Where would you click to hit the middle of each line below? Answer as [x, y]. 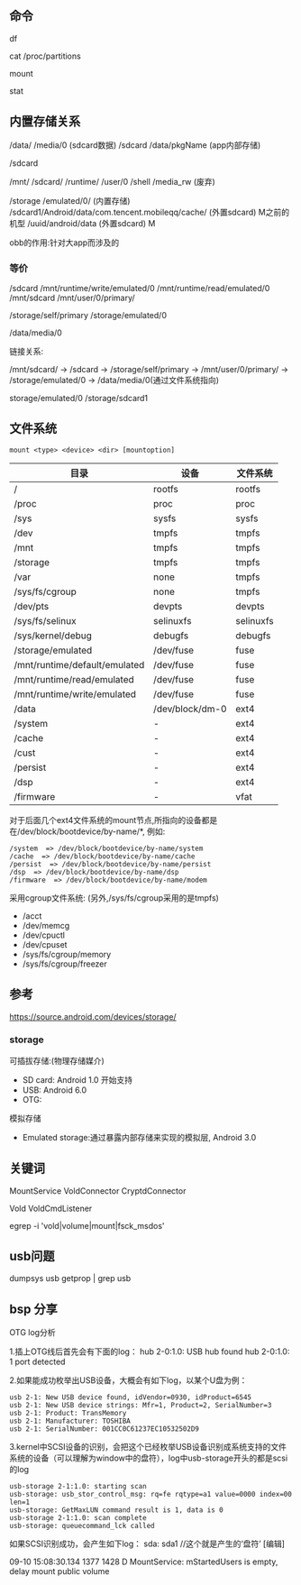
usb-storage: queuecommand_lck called [82, 1526]
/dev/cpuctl [44, 935]
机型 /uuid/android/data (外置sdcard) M [82, 223]
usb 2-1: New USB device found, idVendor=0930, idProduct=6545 [131, 1397]
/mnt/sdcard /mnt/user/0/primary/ [72, 298]
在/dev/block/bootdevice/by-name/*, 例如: [87, 831]
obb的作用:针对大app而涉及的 [64, 243]
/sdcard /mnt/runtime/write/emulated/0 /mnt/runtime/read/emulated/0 [140, 288]
